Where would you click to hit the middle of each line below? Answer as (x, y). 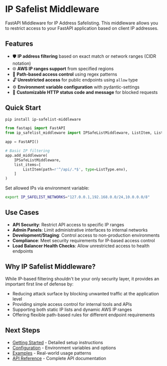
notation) (22, 63)
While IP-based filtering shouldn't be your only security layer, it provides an (82, 278)
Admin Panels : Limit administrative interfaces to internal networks (80, 230)
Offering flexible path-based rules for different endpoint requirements (83, 315)
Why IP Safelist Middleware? (50, 267)
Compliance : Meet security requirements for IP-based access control (83, 240)
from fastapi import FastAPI (35, 128)
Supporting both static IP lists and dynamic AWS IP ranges (72, 309)
